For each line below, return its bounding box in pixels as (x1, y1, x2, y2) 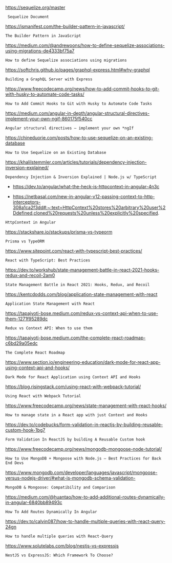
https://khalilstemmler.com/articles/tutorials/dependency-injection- (5, 159, 147, 165)
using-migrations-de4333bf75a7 (5, 48, 75, 54)
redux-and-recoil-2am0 (5, 272, 55, 278)
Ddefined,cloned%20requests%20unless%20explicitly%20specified (12, 210, 158, 216)
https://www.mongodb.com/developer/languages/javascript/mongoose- (5, 469, 158, 476)
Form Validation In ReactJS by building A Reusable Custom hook (5, 437, 145, 442)
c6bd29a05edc (5, 340, 38, 346)
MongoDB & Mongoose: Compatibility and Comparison (5, 485, 116, 490)
